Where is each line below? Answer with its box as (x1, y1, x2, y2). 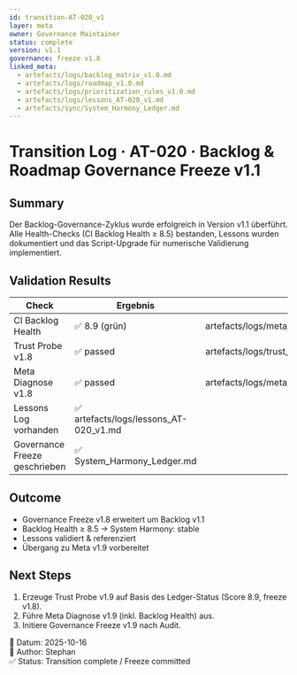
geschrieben (13, 461, 66, 473)
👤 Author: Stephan (9, 646, 77, 656)
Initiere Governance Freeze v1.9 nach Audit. (21, 619, 181, 630)
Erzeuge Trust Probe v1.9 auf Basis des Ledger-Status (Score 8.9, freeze (21, 591, 287, 602)
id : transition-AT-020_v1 (9, 12, 104, 22)
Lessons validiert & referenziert (21, 532, 137, 543)
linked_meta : (9, 63, 57, 72)
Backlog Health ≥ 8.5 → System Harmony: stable (21, 524, 201, 534)
